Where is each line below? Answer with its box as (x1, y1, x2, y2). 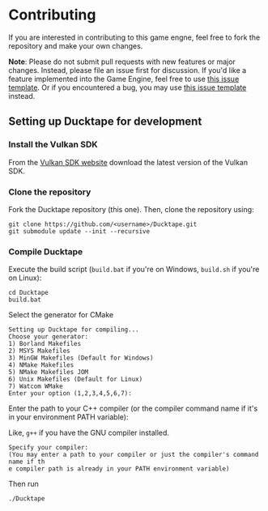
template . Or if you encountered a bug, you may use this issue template (8, 83, 247, 92)
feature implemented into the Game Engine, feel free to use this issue (8, 74, 240, 83)
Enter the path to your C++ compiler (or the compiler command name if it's (8, 403, 258, 414)
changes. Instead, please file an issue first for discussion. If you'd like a (8, 65, 247, 75)
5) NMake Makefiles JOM (8, 368, 89, 377)
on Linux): (8, 273, 42, 283)
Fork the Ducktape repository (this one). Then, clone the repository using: (8, 204, 254, 214)
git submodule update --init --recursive (8, 227, 151, 236)
